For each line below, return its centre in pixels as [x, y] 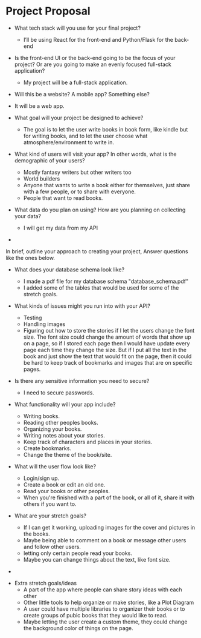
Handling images [44, 324]
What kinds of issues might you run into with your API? [82, 306]
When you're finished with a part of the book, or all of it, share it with [109, 497]
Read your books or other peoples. [66, 491]
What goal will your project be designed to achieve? [79, 118]
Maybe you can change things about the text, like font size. [97, 559]
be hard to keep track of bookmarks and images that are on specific [108, 362]
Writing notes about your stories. [64, 435]
